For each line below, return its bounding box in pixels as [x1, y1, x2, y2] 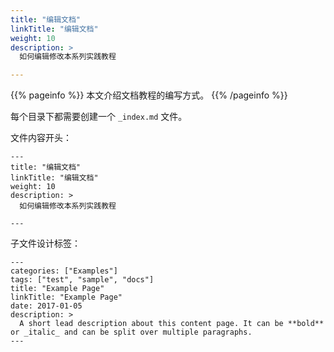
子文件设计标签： [10, 237, 81, 250]
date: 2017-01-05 [10, 301, 83, 311]
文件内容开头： [10, 132, 72, 144]
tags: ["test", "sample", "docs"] [10, 275, 155, 285]
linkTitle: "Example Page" [10, 292, 123, 303]
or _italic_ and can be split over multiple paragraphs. [10, 327, 253, 338]
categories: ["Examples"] [10, 266, 118, 276]
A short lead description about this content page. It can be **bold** [19, 319, 325, 329]
